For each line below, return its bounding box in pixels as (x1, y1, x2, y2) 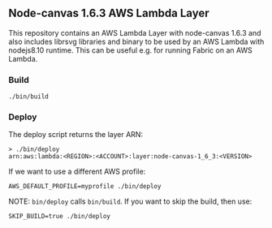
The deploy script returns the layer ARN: (8, 130, 144, 140)
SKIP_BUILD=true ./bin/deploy (8, 213, 111, 221)
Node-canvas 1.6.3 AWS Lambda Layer (8, 6, 209, 20)
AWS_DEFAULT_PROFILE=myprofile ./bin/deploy (8, 183, 162, 191)
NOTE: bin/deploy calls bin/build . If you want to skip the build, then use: (8, 196, 253, 206)
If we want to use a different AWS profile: (8, 166, 146, 177)
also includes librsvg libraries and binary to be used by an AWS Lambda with (8, 37, 265, 46)
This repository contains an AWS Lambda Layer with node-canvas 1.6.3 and (8, 28, 261, 37)
